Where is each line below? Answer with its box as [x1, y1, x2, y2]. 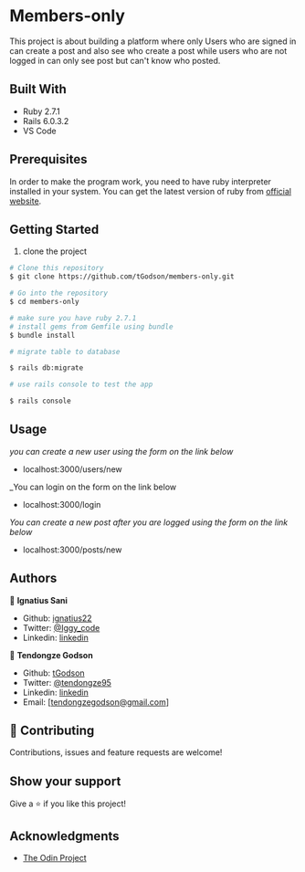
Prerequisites [9, 152, 88, 167]
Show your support [9, 773, 121, 789]
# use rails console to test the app [9, 380, 153, 389]
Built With [9, 81, 67, 97]
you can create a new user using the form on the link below [9, 446, 234, 457]
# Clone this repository [9, 264, 104, 273]
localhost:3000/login [22, 499, 101, 510]
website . [9, 195, 42, 206]
